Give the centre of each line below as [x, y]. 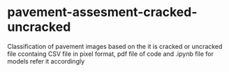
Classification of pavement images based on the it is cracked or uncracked [115, 46]
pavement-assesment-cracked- [102, 12]
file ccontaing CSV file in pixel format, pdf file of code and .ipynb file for [111, 54]
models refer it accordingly [46, 61]
